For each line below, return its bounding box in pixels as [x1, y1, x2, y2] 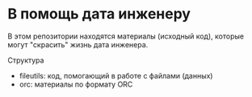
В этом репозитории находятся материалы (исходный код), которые [7, 31, 244, 41]
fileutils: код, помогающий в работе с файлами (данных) [19, 71, 213, 80]
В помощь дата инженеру [7, 5, 191, 23]
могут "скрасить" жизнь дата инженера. [7, 39, 149, 49]
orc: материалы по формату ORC [19, 79, 133, 89]
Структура [7, 55, 44, 65]
